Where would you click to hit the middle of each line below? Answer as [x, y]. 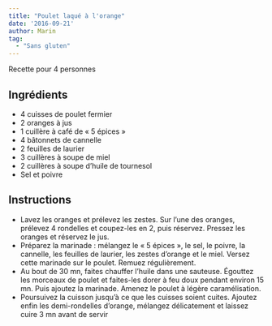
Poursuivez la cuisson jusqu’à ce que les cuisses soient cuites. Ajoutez [138, 297]
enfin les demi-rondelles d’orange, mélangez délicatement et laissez [134, 306]
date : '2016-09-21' [41, 24]
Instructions [40, 200]
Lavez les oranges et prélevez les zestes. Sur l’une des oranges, [127, 219]
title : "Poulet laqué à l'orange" [67, 16]
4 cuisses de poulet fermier [66, 114]
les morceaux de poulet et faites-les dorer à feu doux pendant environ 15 [142, 280]
